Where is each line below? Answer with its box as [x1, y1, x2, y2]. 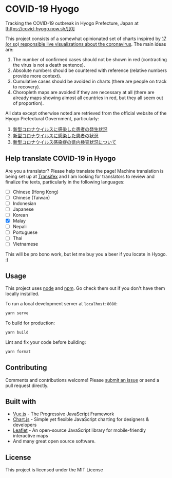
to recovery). [12, 83, 41, 90]
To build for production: [5, 320, 55, 326]
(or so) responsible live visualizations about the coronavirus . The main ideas [5, 41, 166, 47]
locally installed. [5, 291, 40, 297]
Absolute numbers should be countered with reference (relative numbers [12, 67, 167, 73]
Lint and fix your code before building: [5, 339, 86, 345]
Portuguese [12, 229, 37, 235]
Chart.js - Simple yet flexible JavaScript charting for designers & [12, 416, 149, 422]
